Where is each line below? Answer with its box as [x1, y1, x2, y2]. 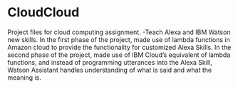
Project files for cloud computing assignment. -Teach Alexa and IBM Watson [7, 28, 231, 36]
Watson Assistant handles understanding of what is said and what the [7, 66, 212, 74]
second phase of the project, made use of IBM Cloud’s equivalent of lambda [7, 51, 231, 59]
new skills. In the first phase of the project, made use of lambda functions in [7, 35, 230, 43]
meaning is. [7, 73, 41, 82]
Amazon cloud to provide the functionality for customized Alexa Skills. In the [7, 43, 232, 51]
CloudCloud [7, 4, 80, 21]
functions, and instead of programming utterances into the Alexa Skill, [7, 58, 212, 66]
